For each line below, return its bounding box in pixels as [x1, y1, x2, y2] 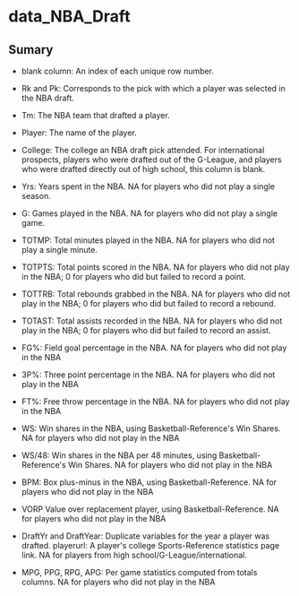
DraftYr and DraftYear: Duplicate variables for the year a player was [21, 531, 270, 541]
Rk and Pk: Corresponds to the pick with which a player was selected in [21, 83, 286, 93]
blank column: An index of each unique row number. [21, 65, 214, 76]
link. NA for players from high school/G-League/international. [21, 549, 248, 560]
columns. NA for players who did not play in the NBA [21, 576, 216, 587]
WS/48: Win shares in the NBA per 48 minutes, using [21, 450, 218, 461]
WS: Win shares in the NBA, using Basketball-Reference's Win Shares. [21, 423, 281, 434]
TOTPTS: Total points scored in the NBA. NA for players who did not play [21, 262, 290, 272]
